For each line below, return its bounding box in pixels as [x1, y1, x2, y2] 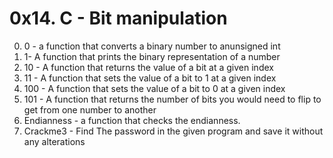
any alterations [23, 135, 86, 147]
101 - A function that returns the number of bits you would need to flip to [23, 93, 322, 105]
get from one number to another [23, 103, 157, 116]
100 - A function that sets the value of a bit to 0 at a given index [23, 82, 286, 94]
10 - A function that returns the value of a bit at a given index [23, 61, 274, 73]
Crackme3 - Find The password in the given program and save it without [23, 125, 324, 137]
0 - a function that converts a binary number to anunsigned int [23, 40, 281, 52]
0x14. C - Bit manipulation [9, 7, 228, 30]
